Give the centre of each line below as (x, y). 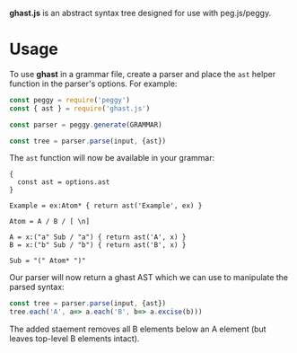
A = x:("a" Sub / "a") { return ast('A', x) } (98, 237)
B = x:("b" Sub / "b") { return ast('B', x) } (98, 245)
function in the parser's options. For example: (93, 84)
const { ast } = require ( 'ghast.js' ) (80, 108)
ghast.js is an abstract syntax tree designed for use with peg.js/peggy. (140, 13)
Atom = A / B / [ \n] (50, 222)
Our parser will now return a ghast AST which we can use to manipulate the (149, 278)
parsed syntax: (37, 287)
